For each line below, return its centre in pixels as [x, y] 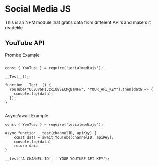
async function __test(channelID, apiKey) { [51, 133]
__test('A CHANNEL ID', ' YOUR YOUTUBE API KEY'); [57, 159]
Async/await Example [27, 115]
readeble [14, 27]
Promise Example [22, 55]
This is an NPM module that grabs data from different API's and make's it [78, 22]
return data [26, 146]
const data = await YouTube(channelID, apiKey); [64, 137]
